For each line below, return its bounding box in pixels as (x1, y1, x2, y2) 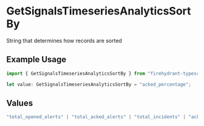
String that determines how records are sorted (6, 37, 123, 44)
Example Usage (6, 54, 67, 65)
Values (6, 98, 33, 108)
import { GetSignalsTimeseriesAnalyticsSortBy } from (6, 71, 146, 77)
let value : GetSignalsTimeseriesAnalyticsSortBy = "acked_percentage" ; (6, 81, 191, 87)
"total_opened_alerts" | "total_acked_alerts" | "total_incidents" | (6, 114, 186, 120)
